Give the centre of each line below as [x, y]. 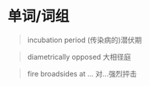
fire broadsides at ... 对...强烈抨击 [82, 73]
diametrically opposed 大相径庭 [79, 57]
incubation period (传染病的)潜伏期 [84, 40]
